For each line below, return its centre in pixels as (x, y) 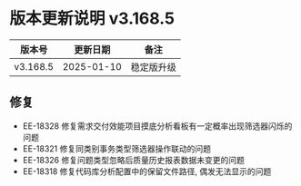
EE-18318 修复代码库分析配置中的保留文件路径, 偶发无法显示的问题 (147, 171)
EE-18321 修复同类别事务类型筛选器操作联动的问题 (117, 148)
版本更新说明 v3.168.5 (92, 19)
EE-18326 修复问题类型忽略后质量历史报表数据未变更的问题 (134, 160)
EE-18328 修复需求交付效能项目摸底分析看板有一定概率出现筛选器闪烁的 (157, 126)
